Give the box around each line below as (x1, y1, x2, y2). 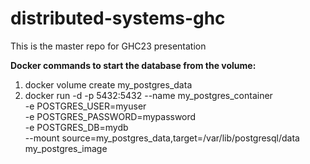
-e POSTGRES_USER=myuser (24, 100, 147, 112)
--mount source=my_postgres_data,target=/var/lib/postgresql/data (24, 132, 300, 144)
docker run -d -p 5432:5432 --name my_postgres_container (24, 89, 273, 101)
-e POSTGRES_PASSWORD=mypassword (24, 110, 197, 122)
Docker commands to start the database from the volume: (10, 59, 257, 71)
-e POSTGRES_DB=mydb (24, 121, 129, 133)
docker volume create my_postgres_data (24, 78, 193, 91)
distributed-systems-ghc (10, 7, 226, 30)
